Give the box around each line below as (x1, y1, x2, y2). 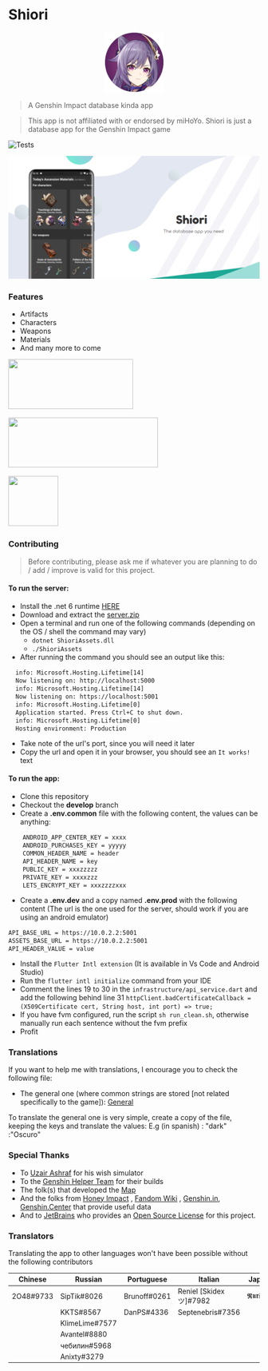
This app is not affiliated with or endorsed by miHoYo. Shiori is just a (27, 116, 252, 125)
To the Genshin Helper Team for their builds (19, 1176, 164, 1186)
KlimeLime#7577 (60, 1318, 117, 1328)
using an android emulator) (19, 912, 109, 922)
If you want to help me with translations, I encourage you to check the (8, 1065, 238, 1075)
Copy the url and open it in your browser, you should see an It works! (19, 747, 251, 757)
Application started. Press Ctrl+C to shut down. (15, 709, 183, 717)
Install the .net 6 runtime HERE (19, 601, 120, 610)
